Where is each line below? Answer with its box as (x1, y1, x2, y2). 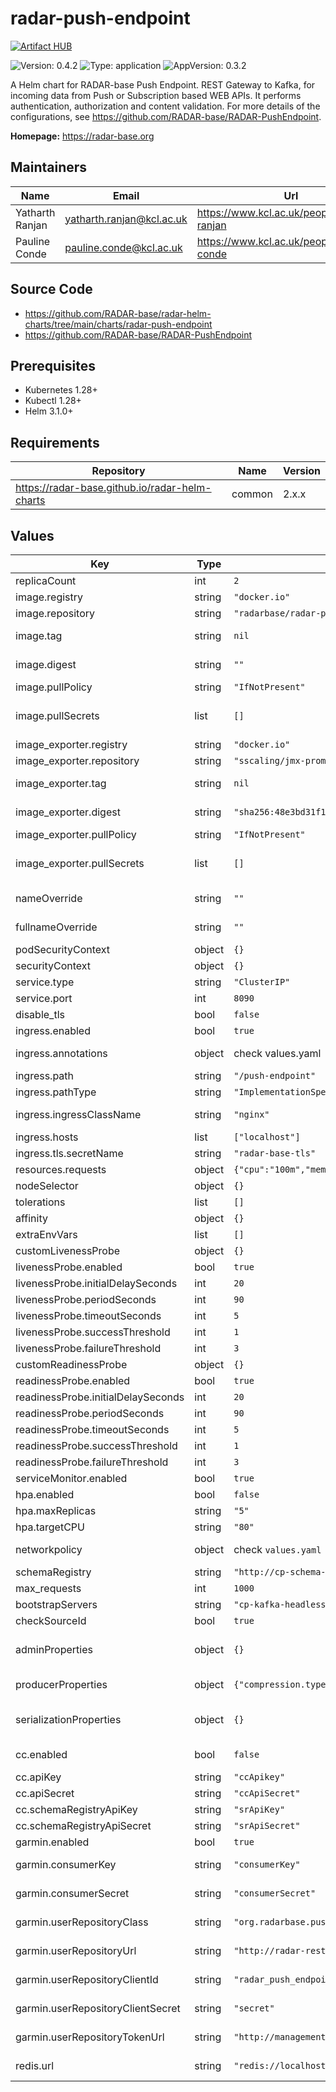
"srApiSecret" (233, 1820, 301, 1831)
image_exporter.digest (15, 805, 121, 819)
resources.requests (15, 1163, 107, 1176)
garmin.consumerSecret (15, 1887, 130, 1900)
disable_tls (15, 1008, 65, 1021)
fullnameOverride (15, 920, 98, 934)
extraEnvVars (15, 1228, 78, 1241)
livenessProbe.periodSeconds (15, 1293, 157, 1306)
